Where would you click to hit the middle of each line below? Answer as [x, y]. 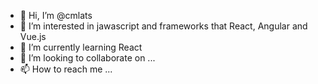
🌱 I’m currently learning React [81, 47]
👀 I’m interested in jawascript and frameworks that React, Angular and [163, 26]
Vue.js [33, 36]
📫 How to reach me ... [66, 69]
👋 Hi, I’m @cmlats [56, 15]
